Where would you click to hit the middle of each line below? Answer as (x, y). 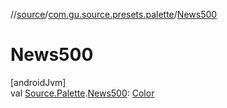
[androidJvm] (38, 82)
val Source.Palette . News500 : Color (82, 93)
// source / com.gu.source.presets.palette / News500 (114, 14)
